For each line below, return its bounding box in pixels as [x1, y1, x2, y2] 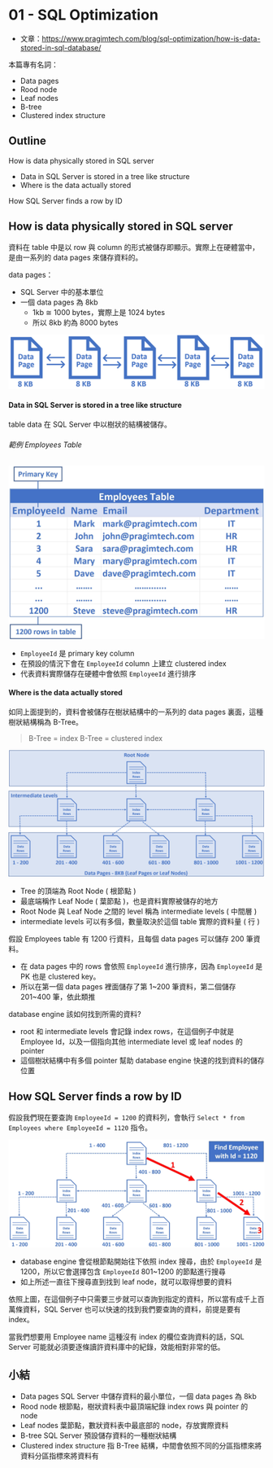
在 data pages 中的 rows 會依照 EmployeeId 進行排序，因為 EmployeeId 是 [19, 962, 263, 971]
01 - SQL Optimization [8, 6, 158, 24]
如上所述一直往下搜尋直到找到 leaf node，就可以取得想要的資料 [19, 1277, 232, 1286]
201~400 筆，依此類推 [19, 992, 96, 1002]
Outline [8, 134, 46, 148]
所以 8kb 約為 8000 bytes [32, 318, 119, 327]
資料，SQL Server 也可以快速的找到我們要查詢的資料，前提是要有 [22, 1304, 241, 1314]
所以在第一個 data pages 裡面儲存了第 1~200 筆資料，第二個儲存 [19, 982, 236, 992]
